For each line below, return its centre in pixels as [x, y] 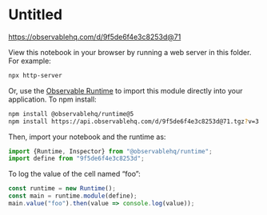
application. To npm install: [53, 99]
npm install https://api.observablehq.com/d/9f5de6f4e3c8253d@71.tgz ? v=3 [134, 121]
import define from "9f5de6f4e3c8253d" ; [77, 159]
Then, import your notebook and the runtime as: [87, 137]
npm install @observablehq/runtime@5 [71, 113]
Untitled [36, 15]
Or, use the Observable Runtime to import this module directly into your [126, 90]
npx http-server [35, 75]
